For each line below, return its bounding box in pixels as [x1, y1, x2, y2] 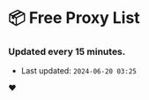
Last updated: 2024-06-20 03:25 [20, 65, 138, 76]
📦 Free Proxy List [8, 8, 140, 28]
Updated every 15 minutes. [8, 46, 126, 58]
